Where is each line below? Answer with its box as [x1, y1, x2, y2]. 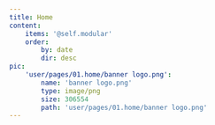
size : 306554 [41, 94, 89, 104]
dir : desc [41, 54, 77, 62]
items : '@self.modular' [25, 29, 113, 38]
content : [9, 21, 42, 30]
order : [25, 37, 50, 47]
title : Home [9, 12, 53, 22]
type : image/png [41, 86, 101, 95]
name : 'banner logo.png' [41, 78, 133, 87]
